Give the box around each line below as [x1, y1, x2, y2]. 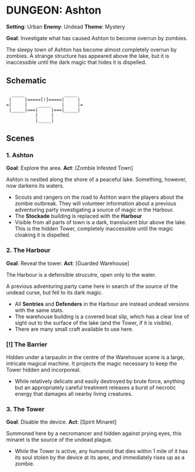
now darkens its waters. [6, 182, 64, 189]
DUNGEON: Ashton [6, 4, 102, 17]
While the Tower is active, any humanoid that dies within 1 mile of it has [14, 448, 188, 455]
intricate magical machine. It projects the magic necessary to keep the [6, 360, 177, 367]
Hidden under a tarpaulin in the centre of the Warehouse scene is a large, [6, 354, 185, 361]
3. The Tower [6, 405, 45, 413]
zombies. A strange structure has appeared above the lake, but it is [6, 52, 170, 59]
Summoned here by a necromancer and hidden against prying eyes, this [6, 430, 182, 437]
